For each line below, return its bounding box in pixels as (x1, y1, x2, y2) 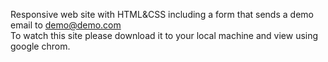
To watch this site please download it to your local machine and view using (10, 30, 319, 41)
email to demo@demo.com (10, 19, 122, 31)
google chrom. (10, 40, 71, 52)
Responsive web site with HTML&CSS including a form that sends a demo (10, 9, 314, 20)
